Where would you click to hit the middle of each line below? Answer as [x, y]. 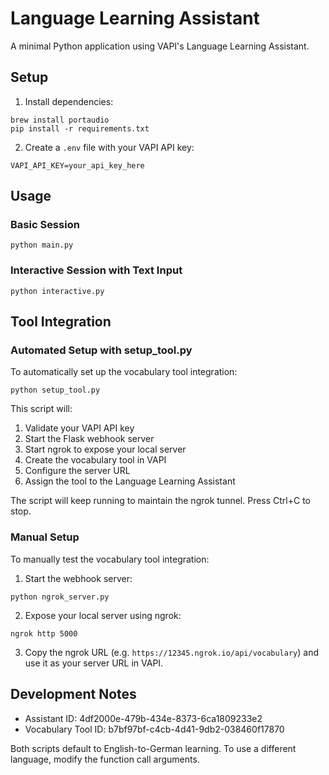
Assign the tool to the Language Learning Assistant [130, 481]
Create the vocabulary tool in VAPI [95, 460]
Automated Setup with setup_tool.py [101, 350]
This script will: [41, 409]
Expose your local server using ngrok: [103, 615]
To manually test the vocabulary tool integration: [110, 559]
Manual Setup [45, 537]
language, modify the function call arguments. [105, 759]
